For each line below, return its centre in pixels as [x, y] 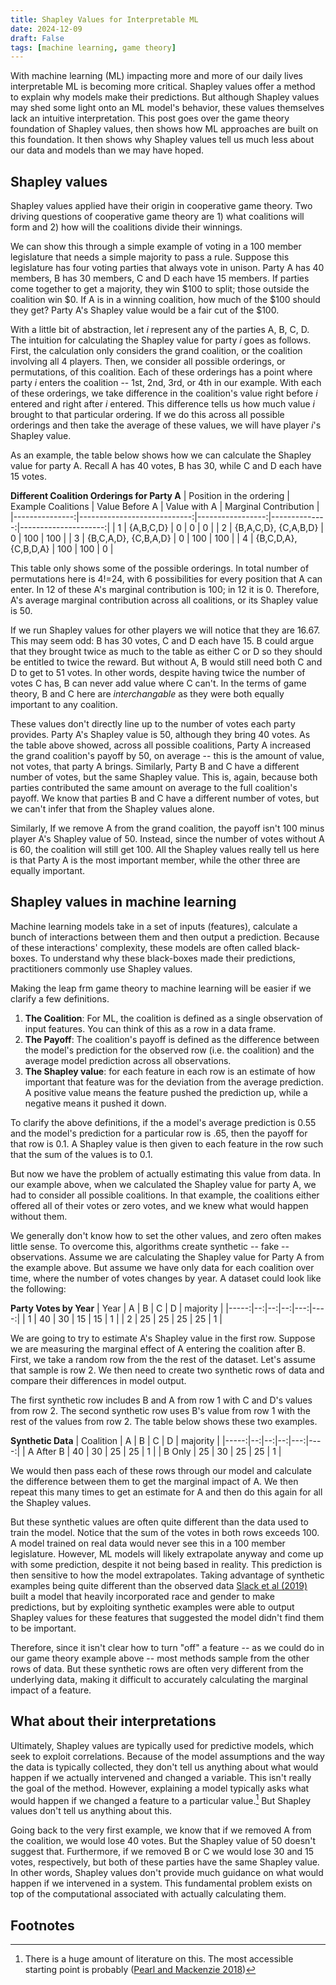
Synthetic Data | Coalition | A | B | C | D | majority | [115, 1440]
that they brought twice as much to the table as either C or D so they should [166, 652]
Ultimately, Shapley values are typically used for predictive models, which [162, 1745]
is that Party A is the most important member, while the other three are [155, 860]
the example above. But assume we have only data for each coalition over [162, 1267]
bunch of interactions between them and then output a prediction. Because [165, 937]
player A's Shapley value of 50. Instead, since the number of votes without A [167, 839]
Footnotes [42, 1925]
